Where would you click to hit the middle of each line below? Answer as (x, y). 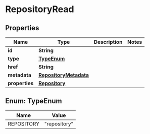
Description (108, 42)
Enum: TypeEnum (34, 101)
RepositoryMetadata (64, 75)
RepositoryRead (40, 9)
